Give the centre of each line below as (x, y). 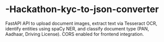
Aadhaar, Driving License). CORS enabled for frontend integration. (75, 34)
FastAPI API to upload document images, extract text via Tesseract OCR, (81, 23)
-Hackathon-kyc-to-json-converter (82, 9)
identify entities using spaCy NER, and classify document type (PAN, (77, 28)
